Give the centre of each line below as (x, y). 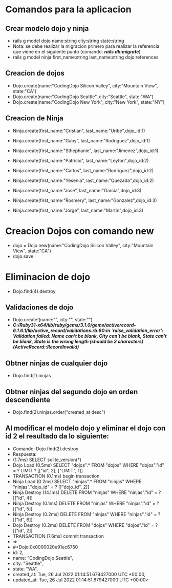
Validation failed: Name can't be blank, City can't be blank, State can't (90, 336)
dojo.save (23, 256)
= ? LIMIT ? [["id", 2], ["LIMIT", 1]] (48, 470)
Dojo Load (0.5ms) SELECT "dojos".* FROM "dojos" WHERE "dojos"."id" (89, 465)
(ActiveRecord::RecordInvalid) (46, 347)
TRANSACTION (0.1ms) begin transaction (56, 476)
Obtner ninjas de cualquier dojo (57, 363)
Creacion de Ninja (34, 118)
